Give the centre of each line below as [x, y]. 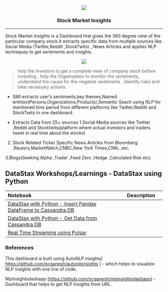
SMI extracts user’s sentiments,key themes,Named [65, 97]
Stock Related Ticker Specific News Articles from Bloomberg [75, 143]
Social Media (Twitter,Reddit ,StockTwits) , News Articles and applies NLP [81, 47]
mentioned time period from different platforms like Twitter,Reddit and [84, 107]
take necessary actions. [42, 87]
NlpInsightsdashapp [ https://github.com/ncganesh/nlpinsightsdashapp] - [80, 279]
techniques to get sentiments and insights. [49, 52]
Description [141, 195]
